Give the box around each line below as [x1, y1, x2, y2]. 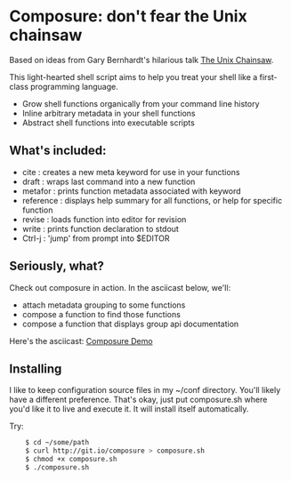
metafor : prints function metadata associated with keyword [21, 185, 241, 196]
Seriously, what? [9, 259, 104, 274]
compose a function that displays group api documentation [21, 318, 239, 329]
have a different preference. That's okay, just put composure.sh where [9, 394, 268, 405]
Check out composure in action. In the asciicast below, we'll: [9, 282, 231, 293]
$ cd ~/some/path [25, 438, 90, 447]
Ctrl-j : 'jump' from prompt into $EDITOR [21, 233, 171, 244]
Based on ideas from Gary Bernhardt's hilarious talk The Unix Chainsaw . [9, 54, 274, 65]
